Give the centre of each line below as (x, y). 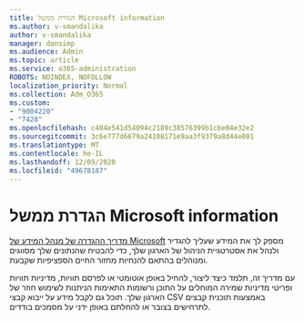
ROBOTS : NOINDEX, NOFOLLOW (61, 78)
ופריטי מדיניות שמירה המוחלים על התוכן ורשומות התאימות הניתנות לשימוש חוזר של (151, 287)
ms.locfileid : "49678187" (58, 171)
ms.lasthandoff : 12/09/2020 (63, 162)
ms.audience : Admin (46, 52)
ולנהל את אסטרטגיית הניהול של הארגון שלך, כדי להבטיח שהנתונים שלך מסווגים (144, 251)
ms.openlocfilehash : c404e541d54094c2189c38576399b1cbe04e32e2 (132, 129)
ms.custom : (30, 103)
